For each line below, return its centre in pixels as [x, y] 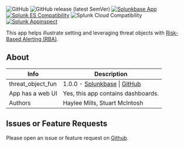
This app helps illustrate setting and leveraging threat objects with [85, 33]
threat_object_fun [33, 84]
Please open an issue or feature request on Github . [67, 138]
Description [111, 74]
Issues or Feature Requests [57, 124]
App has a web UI [33, 93]
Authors [20, 102]
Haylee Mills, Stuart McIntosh [103, 102]
